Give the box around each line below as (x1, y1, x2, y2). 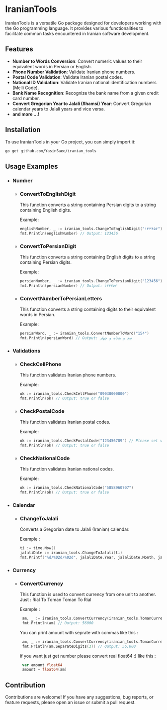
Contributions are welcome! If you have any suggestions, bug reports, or (5, 694, 154, 700)
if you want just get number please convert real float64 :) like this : (19, 653, 156, 659)
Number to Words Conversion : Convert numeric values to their (12, 58, 143, 64)
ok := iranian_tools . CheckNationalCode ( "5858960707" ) (19, 485, 134, 490)
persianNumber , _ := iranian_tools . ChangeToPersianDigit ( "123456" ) (19, 279, 163, 284)
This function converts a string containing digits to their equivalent (19, 306, 156, 312)
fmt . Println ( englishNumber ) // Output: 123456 (19, 231, 118, 236)
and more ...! (12, 111, 40, 117)
